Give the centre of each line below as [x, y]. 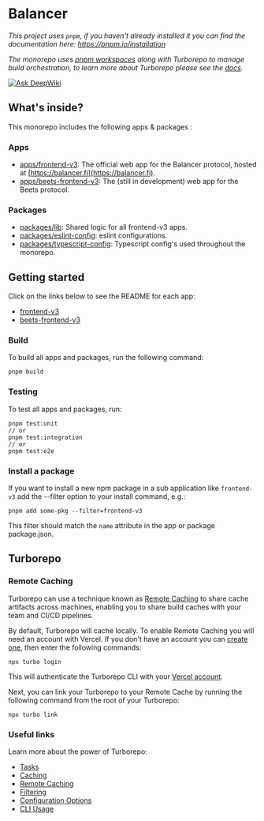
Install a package [41, 470]
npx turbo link [33, 714]
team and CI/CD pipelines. [51, 615]
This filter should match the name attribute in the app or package [112, 526]
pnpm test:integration [45, 437]
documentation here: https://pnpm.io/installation [87, 43]
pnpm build [26, 372]
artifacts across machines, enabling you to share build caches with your [125, 607]
